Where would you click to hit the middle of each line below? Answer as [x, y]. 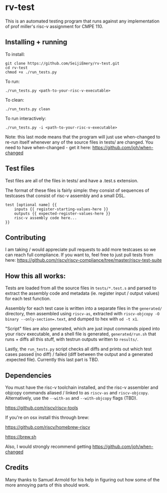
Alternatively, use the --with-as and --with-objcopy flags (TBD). [71, 398]
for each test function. [28, 299]
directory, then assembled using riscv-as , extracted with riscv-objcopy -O [82, 314]
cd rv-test [16, 68]
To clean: [15, 100]
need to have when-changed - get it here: [48, 147]
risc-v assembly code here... [46, 218]
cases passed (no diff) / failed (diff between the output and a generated [79, 354]
